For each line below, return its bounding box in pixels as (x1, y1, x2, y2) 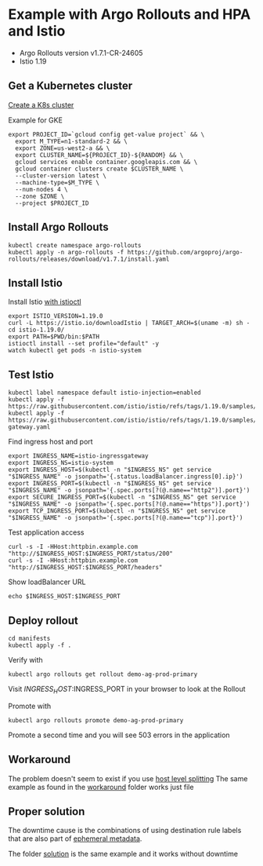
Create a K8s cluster (8, 100, 74, 109)
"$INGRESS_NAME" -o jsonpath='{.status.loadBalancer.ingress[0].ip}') (8, 473, 243, 481)
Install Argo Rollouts (8, 221, 109, 234)
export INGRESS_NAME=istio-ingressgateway (8, 452, 149, 460)
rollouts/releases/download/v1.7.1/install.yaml (8, 255, 170, 263)
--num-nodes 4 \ (15, 185, 68, 193)
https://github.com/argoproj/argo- (127, 248, 243, 256)
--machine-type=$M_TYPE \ (15, 178, 100, 186)
